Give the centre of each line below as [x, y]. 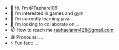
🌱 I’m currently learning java [40, 19]
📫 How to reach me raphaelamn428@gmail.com [62, 30]
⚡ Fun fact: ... [24, 43]
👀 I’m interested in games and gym [47, 13]
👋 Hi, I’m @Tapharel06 [34, 8]
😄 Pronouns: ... [27, 37]
